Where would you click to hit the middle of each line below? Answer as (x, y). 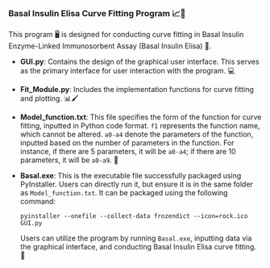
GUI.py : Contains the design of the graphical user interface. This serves (139, 62)
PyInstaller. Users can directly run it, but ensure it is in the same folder (137, 184)
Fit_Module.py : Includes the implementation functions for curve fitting (137, 90)
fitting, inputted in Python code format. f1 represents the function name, (140, 126)
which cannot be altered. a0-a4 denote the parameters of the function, (137, 134)
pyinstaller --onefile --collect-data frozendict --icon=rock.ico (134, 216)
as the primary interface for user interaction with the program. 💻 (127, 71)
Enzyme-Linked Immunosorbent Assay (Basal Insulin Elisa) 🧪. (110, 46)
